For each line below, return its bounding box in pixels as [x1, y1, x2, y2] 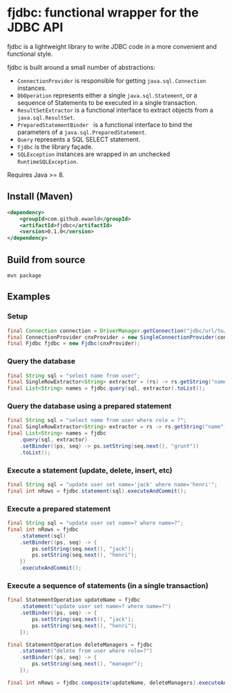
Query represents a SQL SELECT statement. [17, 135, 141, 143]
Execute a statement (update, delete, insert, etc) [7, 465, 173, 475]
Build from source [7, 254, 86, 265]
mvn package [7, 272, 41, 279]
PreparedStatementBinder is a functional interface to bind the [17, 120, 193, 129]
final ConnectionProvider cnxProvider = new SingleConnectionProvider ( [7, 334, 217, 341]
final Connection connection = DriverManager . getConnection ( [7, 327, 187, 334]
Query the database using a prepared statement [7, 401, 172, 411]
